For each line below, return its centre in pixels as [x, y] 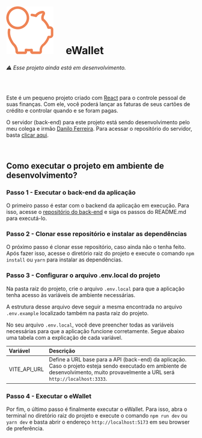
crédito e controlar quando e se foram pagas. [62, 111]
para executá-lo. [27, 218]
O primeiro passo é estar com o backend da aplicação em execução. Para [98, 205]
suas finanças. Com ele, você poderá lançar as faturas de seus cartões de [98, 104]
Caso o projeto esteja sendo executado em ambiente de [118, 366]
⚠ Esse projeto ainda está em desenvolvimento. [66, 67]
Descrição [62, 351]
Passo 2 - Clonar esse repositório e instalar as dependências [97, 234]
